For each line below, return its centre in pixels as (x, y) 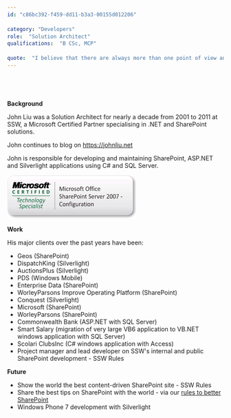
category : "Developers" (41, 29)
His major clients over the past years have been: (75, 242)
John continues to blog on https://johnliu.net (70, 145)
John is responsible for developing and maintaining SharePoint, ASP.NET (110, 158)
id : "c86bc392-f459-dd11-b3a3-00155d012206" (72, 14)
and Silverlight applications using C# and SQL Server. (83, 165)
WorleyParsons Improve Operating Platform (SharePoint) (97, 292)
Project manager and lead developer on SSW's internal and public (110, 351)
